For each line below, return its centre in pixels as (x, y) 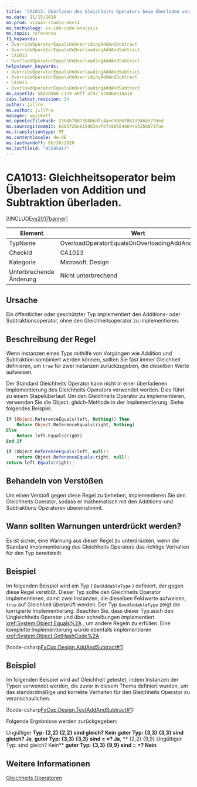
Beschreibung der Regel (51, 339)
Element (32, 233)
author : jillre (25, 104)
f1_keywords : (22, 39)
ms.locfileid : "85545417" (38, 148)
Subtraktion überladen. (64, 202)
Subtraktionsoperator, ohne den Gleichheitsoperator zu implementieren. (93, 321)
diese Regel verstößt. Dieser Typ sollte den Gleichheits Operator (84, 592)
